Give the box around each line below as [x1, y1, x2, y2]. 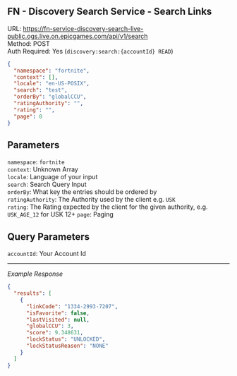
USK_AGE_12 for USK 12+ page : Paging [7, 210, 114, 219]
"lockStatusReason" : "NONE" [25, 342, 109, 350]
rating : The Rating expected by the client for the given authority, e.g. [7, 202, 208, 211]
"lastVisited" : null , [25, 316, 90, 323]
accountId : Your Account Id [7, 250, 87, 258]
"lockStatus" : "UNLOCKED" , [25, 336, 106, 343]
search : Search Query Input [7, 180, 87, 189]
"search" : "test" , [13, 87, 68, 94]
